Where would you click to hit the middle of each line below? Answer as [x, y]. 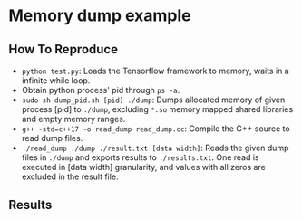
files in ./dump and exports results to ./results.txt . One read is [140, 157]
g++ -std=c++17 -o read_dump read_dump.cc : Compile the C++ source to [156, 129]
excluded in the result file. [70, 176]
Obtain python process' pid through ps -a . [101, 90]
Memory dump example [100, 16]
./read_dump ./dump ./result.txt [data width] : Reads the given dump [155, 148]
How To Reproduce [63, 49]
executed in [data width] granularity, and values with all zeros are [144, 167]
